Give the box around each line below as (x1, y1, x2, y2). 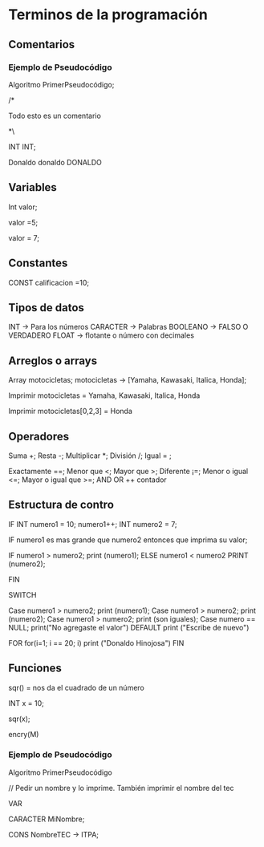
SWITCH (8, 590, 37, 599)
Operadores (8, 429, 70, 443)
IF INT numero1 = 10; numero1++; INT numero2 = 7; (8, 519, 178, 529)
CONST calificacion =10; (8, 278, 90, 287)
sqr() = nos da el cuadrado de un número (8, 683, 144, 692)
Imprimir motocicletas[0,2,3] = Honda (8, 407, 132, 416)
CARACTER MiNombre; (8, 814, 85, 824)
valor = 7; (8, 233, 40, 242)
